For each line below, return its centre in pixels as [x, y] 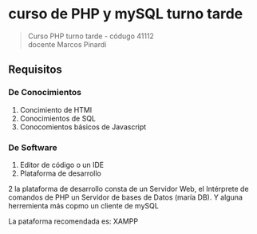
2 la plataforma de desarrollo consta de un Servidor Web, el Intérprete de [128, 188]
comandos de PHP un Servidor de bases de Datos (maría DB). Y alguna [126, 197]
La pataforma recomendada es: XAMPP [73, 221]
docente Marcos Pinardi [67, 44]
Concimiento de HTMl [56, 109]
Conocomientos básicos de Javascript [83, 127]
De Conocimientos [45, 93]
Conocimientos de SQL [58, 118]
